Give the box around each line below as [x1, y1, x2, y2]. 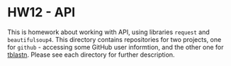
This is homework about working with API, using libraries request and [7, 28, 210, 36]
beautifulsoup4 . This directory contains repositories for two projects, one [7, 35, 222, 43]
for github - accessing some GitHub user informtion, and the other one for [7, 43, 225, 51]
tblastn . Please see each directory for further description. [7, 50, 175, 59]
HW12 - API [7, 4, 76, 21]
